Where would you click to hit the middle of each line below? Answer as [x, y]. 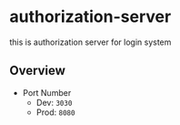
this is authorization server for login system [90, 42]
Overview [38, 71]
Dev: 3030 [54, 102]
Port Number [47, 92]
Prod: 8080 [55, 112]
